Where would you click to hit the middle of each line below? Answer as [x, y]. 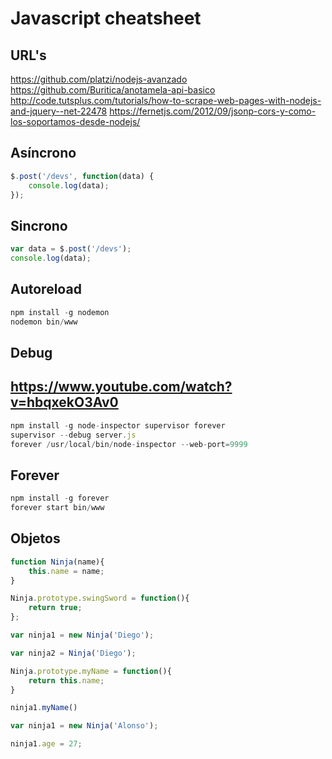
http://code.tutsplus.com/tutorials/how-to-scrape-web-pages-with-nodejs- [166, 100]
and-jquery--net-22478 [59, 111]
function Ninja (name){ [57, 562]
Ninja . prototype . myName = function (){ [91, 671]
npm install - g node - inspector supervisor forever [118, 425]
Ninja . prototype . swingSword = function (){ [100, 598]
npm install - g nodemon [60, 312]
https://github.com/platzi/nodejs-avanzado [99, 79]
